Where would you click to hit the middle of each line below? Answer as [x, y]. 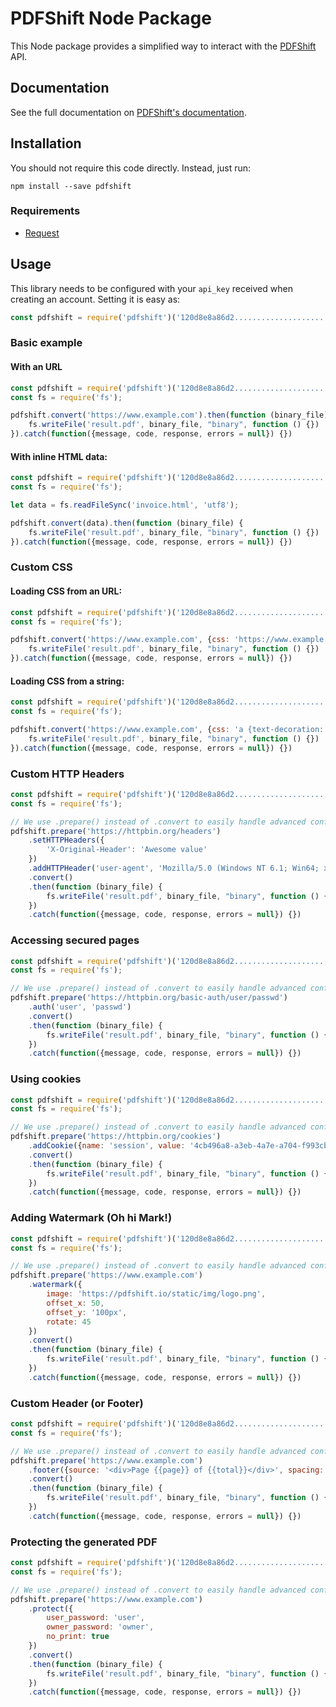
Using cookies [46, 1079]
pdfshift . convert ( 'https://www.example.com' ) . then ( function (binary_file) [169, 415]
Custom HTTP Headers [67, 774]
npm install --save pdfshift [71, 186]
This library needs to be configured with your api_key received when [151, 288]
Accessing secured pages [75, 940]
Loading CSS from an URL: [66, 591]
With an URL [36, 367]
